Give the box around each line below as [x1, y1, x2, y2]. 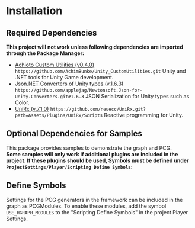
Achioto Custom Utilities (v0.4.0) [14, 61, 95, 68]
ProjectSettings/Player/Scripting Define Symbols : [6, 163, 133, 170]
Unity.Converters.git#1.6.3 [14, 94, 84, 99]
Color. [14, 99, 30, 106]
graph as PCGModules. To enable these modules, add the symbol [6, 203, 167, 210]
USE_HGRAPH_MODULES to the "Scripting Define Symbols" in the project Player [6, 208, 188, 216]
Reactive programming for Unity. [103, 111, 184, 118]
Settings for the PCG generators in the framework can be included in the [6, 196, 183, 203]
